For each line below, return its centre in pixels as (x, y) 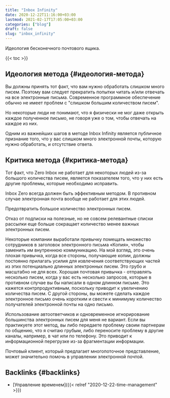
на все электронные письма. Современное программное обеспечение (83, 97)
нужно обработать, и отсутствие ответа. (49, 144)
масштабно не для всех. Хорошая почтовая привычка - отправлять (79, 271)
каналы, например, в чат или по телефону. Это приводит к (69, 336)
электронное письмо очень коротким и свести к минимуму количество (83, 298)
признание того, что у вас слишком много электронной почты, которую (83, 139)
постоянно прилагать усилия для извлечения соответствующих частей (83, 261)
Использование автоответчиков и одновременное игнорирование (77, 314)
